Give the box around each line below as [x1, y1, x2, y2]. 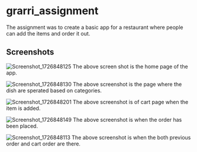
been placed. [6, 122, 38, 130]
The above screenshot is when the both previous [72, 134, 191, 141]
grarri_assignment [6, 4, 99, 18]
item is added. [6, 105, 41, 112]
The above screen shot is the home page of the [72, 63, 188, 70]
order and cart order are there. [6, 140, 81, 147]
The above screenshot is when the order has [73, 116, 182, 123]
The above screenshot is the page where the [73, 80, 182, 88]
